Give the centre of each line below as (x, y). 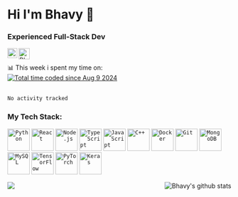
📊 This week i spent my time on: (55, 68)
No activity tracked (38, 99)
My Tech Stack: (35, 117)
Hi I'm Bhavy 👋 (51, 15)
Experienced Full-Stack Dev (56, 37)
